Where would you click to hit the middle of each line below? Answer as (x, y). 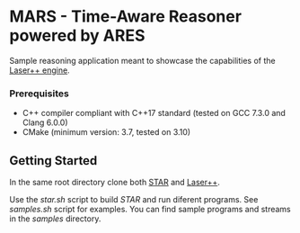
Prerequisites (39, 94)
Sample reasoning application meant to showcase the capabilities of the (142, 60)
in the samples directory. (55, 219)
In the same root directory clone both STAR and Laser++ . (115, 183)
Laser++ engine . (40, 70)
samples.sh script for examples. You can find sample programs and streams (150, 210)
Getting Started (53, 161)
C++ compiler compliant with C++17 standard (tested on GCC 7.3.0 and (154, 113)
